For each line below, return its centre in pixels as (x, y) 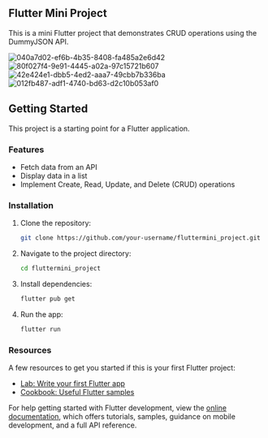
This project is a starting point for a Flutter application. (99, 128)
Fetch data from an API (58, 167)
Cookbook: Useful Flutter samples (77, 392)
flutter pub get (48, 299)
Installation (31, 205)
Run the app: (41, 314)
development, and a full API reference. (73, 425)
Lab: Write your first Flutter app (73, 384)
